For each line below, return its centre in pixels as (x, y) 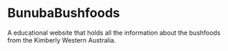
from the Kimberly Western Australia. (62, 40)
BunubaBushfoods (64, 13)
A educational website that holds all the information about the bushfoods (114, 33)
